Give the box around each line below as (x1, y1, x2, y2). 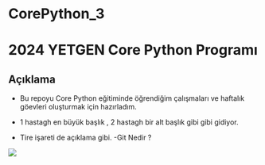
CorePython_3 (8, 5, 105, 23)
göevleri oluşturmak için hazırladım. (19, 102, 137, 112)
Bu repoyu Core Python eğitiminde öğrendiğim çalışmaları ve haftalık (19, 94, 245, 103)
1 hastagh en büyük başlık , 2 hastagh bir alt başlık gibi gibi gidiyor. (19, 117, 239, 127)
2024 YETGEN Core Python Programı (8, 41, 259, 59)
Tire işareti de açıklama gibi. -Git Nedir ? (19, 132, 152, 143)
